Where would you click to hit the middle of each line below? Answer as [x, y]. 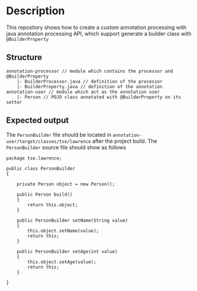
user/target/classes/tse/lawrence [49, 141]
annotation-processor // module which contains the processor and [90, 71]
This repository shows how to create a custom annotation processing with [96, 27]
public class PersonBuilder [41, 168]
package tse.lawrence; [34, 158]
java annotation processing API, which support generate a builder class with [99, 33]
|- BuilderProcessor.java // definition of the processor [90, 81]
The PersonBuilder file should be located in [59, 135]
